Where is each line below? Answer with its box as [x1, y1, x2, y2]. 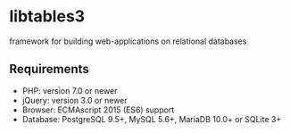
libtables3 [9, 6, 86, 27]
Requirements [9, 62, 89, 77]
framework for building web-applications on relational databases [9, 36, 247, 46]
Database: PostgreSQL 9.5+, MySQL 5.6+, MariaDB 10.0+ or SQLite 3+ [21, 113, 282, 124]
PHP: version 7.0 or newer [21, 85, 118, 96]
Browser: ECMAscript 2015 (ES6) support [21, 104, 175, 115]
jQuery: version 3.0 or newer [21, 95, 128, 105]
